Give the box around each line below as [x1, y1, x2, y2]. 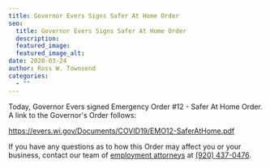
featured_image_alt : [15, 49, 85, 57]
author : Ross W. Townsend [8, 65, 96, 73]
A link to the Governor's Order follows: [8, 110, 136, 120]
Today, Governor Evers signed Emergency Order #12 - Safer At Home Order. [8, 102, 264, 111]
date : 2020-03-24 [8, 57, 67, 65]
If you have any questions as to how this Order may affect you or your [8, 141, 242, 151]
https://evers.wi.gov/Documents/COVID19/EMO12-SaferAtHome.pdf [8, 126, 235, 136]
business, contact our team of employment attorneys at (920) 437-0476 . [8, 150, 251, 160]
